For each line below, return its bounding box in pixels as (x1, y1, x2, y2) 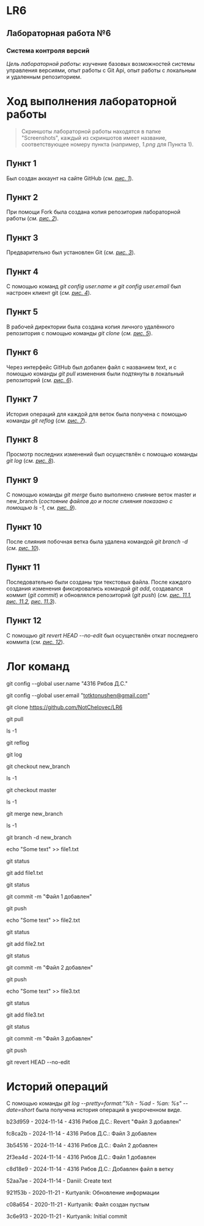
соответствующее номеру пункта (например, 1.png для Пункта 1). (21, 140, 194, 148)
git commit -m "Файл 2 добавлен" (6, 963, 93, 971)
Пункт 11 (6, 562, 40, 573)
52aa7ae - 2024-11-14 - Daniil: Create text (6, 1177, 112, 1184)
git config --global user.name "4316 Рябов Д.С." (6, 680, 128, 687)
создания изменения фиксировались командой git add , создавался (6, 584, 183, 592)
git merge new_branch (6, 810, 63, 817)
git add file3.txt (6, 1011, 45, 1018)
